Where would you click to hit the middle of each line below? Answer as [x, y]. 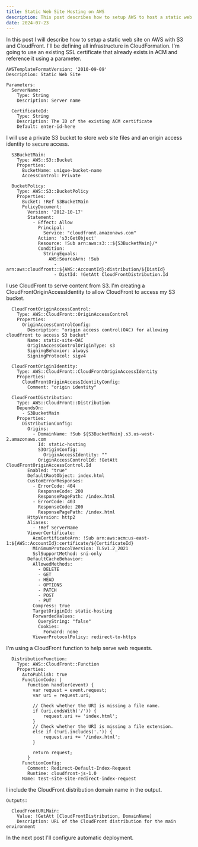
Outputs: [17, 801]
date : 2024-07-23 [28, 23]
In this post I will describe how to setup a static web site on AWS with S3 [95, 40]
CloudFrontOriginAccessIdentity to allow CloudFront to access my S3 [91, 292]
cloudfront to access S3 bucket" [47, 335]
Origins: [38, 429]
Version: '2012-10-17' [55, 212]
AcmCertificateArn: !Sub [63, 538]
